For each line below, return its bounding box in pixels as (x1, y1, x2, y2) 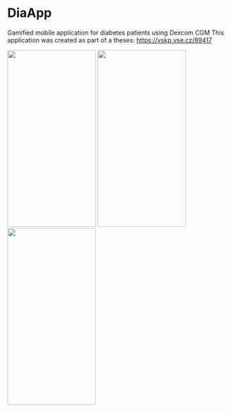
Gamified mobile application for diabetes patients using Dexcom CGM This (7, 28, 225, 37)
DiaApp (7, 5, 52, 21)
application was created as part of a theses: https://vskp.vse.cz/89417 (7, 35, 213, 44)
